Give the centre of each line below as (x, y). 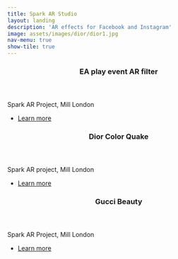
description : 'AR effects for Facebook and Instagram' (90, 27)
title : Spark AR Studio (42, 14)
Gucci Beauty (119, 201)
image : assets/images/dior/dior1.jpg (63, 34)
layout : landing (31, 21)
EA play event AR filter (119, 71)
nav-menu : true (30, 40)
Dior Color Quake (119, 137)
